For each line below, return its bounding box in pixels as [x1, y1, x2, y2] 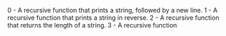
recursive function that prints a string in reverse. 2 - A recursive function [7, 13, 220, 22]
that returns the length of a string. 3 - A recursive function [7, 21, 178, 29]
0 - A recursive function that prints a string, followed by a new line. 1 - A [7, 6, 218, 14]
